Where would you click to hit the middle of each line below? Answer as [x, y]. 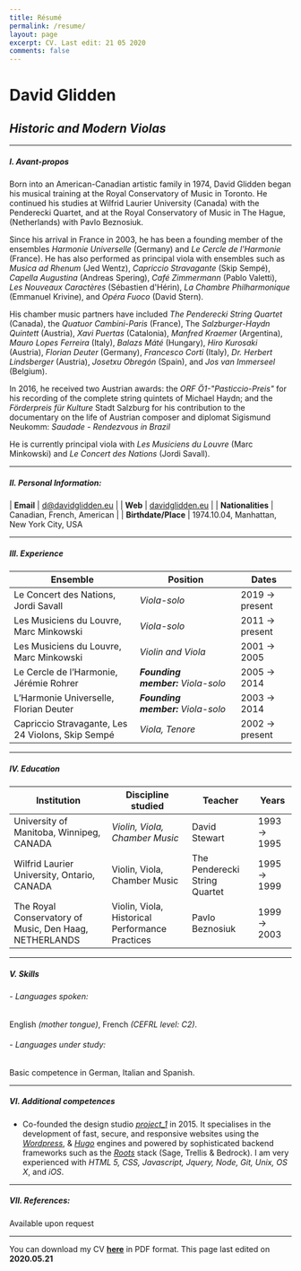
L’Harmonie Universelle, [64, 698]
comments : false [39, 51]
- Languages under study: [57, 1045]
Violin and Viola [172, 652]
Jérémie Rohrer [46, 683]
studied [147, 806]
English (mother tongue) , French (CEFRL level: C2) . [103, 1024]
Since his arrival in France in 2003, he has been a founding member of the [146, 239]
